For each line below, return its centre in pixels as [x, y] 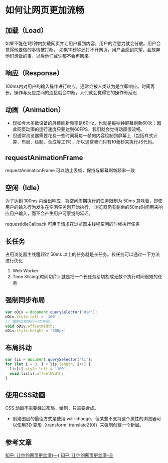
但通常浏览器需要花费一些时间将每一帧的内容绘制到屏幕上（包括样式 [83, 135]
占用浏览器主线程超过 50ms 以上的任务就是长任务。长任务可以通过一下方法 [82, 254]
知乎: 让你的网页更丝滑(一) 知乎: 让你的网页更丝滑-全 [59, 455]
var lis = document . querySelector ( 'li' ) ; [49, 360]
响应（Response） [34, 73]
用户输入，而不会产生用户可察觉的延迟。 [51, 213]
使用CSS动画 [25, 395]
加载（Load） [26, 30]
